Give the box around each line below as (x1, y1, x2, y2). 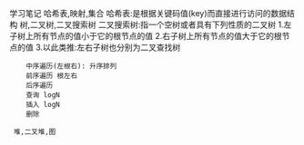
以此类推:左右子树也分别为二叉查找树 (42, 42, 181, 53)
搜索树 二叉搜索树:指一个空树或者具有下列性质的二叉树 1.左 (72, 19, 292, 30)
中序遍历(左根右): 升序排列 (25, 62, 117, 71)
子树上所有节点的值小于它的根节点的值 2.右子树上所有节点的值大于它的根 (9, 31, 282, 41)
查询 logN (25, 91, 61, 100)
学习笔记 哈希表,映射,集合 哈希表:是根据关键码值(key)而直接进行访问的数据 (9, 8, 288, 18)
